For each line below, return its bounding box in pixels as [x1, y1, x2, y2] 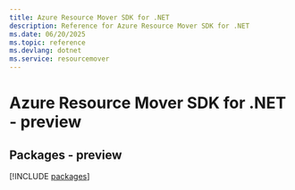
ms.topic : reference [9, 37, 87, 47]
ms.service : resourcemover [9, 54, 110, 63]
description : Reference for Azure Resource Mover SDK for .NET [9, 21, 250, 30]
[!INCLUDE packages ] [9, 171, 90, 181]
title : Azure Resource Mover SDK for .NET [9, 12, 170, 22]
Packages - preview [9, 147, 122, 162]
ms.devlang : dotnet [9, 46, 82, 55]
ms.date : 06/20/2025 [9, 29, 87, 38]
